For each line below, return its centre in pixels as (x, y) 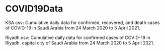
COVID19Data (34, 9)
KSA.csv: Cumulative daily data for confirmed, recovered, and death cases (82, 22)
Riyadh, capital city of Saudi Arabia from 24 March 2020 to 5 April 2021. (80, 42)
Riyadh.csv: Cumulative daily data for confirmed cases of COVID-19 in (78, 37)
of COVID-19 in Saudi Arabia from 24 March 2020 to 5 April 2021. (73, 27)
